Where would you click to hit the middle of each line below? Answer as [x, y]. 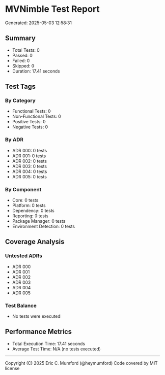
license [12, 368]
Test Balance [21, 306]
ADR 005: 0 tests [29, 176]
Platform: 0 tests [29, 205]
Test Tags [20, 86]
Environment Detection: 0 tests [43, 226]
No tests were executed [36, 316]
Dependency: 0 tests [33, 211]
